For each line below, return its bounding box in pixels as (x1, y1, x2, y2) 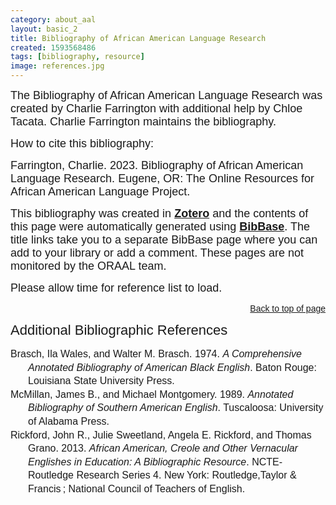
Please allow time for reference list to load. (10, 281, 223, 295)
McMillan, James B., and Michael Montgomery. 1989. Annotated (10, 388, 294, 400)
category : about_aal (10, 14, 97, 25)
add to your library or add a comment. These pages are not (10, 246, 304, 260)
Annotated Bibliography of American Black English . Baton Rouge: (28, 361, 317, 373)
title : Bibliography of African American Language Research (10, 33, 267, 43)
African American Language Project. (10, 185, 191, 198)
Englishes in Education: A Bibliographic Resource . (28, 456, 250, 468)
